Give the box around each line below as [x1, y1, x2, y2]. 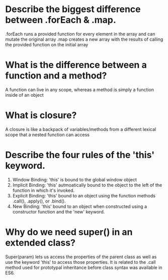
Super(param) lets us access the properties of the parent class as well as [5, 253, 157, 260]
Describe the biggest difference [5, 4, 141, 15]
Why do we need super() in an [5, 226, 133, 238]
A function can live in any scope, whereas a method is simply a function [5, 87, 154, 93]
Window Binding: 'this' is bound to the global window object [12, 176, 137, 182]
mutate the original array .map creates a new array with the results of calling [5, 36, 163, 42]
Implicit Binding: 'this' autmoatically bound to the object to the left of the [12, 182, 162, 188]
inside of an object [5, 92, 44, 98]
